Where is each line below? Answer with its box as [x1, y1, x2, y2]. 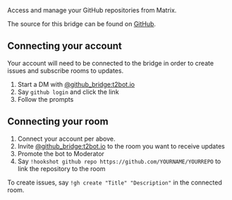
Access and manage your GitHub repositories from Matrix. [7, 6, 177, 14]
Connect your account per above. [17, 134, 116, 143]
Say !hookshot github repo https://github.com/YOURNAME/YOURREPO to [17, 157, 221, 165]
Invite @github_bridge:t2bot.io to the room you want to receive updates [17, 141, 226, 151]
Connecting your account [7, 40, 122, 52]
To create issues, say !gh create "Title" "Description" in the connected [7, 178, 222, 187]
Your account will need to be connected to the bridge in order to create [7, 59, 214, 67]
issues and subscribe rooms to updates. [7, 66, 124, 75]
